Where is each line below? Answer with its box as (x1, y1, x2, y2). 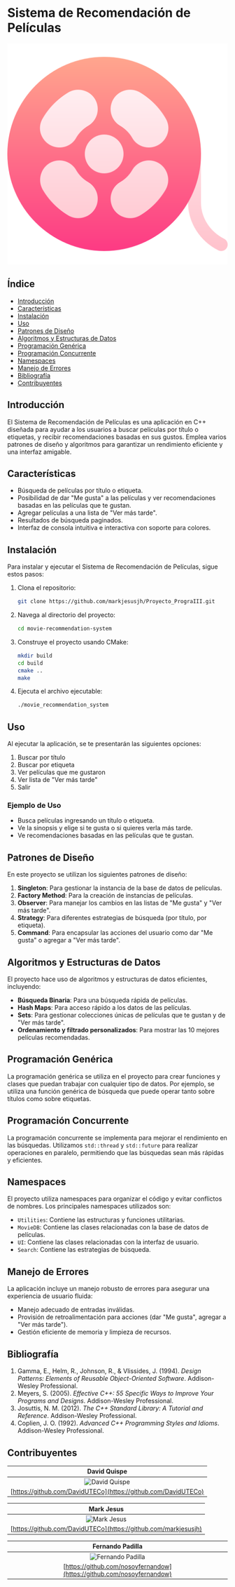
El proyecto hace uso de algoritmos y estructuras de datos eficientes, (7, 975, 208, 983)
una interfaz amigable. (7, 447, 72, 456)
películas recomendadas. (17, 1033, 90, 1042)
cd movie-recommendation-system (17, 626, 112, 633)
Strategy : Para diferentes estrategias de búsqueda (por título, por (17, 914, 207, 922)
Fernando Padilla (92, 1542, 143, 1551)
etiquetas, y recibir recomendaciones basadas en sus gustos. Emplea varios (7, 433, 227, 441)
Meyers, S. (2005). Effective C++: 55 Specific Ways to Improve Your (17, 1389, 214, 1398)
